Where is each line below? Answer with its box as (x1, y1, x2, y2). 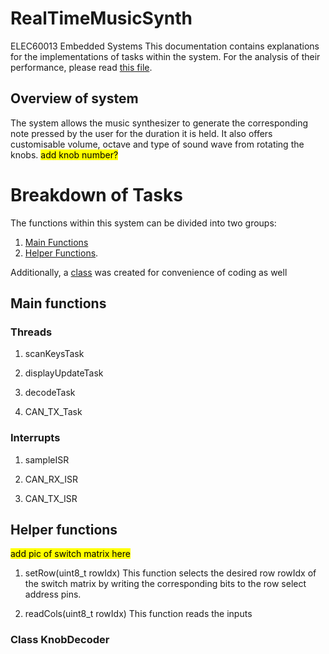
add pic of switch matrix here (10, 548, 131, 560)
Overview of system (10, 90, 139, 107)
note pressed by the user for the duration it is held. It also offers (10, 127, 273, 139)
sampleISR (24, 453, 70, 466)
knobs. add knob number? (10, 148, 119, 161)
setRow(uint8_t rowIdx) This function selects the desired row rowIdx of (24, 567, 317, 579)
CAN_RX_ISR (24, 473, 78, 485)
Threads (10, 325, 53, 339)
